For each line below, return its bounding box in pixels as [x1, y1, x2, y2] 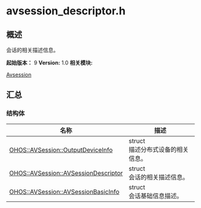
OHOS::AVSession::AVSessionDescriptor [9, 169, 123, 177]
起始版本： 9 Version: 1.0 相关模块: [6, 59, 93, 66]
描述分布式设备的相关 [128, 145, 189, 154]
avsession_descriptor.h [6, 4, 126, 18]
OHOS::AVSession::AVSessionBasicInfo [9, 187, 120, 195]
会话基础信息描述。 [128, 191, 183, 200]
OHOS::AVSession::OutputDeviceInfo [9, 145, 113, 154]
